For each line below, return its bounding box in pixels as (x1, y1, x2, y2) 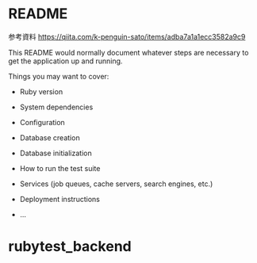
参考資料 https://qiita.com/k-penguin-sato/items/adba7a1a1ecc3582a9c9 (8, 32, 246, 41)
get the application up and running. (8, 56, 123, 66)
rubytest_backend (8, 238, 132, 256)
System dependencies (19, 102, 94, 112)
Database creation (19, 132, 81, 143)
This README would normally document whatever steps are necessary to (8, 48, 249, 57)
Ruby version (19, 86, 63, 96)
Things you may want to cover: (8, 71, 109, 81)
